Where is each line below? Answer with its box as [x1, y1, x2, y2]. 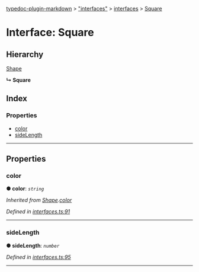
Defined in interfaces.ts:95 [6, 253, 71, 260]
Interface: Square [6, 26, 94, 39]
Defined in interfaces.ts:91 [6, 208, 70, 215]
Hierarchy [6, 49, 44, 59]
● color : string [6, 185, 44, 192]
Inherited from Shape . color [6, 197, 72, 204]
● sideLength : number [6, 242, 60, 249]
